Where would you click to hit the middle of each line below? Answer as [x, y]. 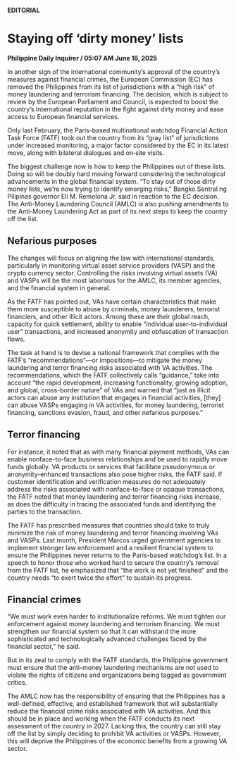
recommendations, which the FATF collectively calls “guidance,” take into [113, 375]
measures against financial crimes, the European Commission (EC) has [110, 79]
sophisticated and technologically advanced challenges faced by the [107, 639]
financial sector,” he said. [44, 647]
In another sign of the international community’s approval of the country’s [114, 72]
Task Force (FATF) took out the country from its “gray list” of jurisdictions [113, 137]
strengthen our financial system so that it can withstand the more [102, 632]
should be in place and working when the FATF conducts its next [101, 719]
